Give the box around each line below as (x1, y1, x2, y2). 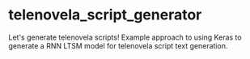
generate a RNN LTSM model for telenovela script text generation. (8, 40, 228, 50)
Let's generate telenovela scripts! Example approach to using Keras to (8, 32, 242, 42)
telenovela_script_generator (8, 6, 202, 24)
